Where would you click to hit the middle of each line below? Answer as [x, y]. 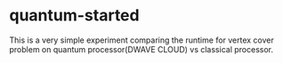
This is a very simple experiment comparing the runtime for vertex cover [141, 40]
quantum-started [74, 16]
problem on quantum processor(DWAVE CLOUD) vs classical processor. [141, 49]
